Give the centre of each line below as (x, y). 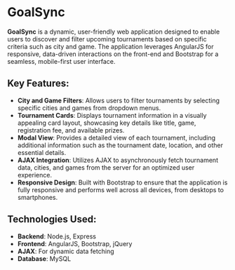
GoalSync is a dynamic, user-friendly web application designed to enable (114, 32)
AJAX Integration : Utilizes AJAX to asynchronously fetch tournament (118, 160)
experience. (35, 175)
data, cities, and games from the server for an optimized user (106, 167)
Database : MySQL (44, 258)
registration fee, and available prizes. (71, 130)
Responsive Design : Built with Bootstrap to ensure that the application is (122, 182)
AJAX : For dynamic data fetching (66, 251)
